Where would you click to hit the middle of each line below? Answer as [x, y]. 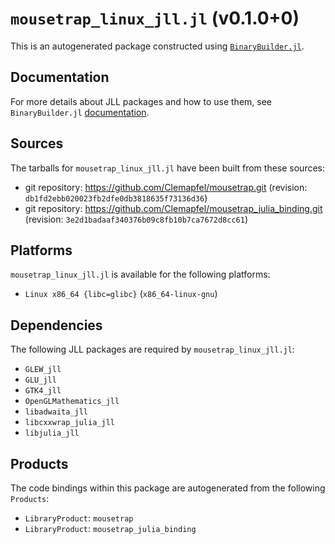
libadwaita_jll [56, 412]
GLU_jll [40, 380]
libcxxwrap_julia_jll [69, 423]
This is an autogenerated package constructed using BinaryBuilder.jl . [157, 46]
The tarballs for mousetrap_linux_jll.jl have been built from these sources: [168, 168]
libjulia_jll [52, 433]
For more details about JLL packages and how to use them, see [141, 101]
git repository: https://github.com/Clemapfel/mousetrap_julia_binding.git [173, 208]
